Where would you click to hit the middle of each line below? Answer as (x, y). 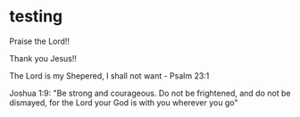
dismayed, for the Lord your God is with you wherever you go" (124, 102)
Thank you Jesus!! (43, 58)
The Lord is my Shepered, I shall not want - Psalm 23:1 (109, 75)
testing (36, 17)
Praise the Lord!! (39, 41)
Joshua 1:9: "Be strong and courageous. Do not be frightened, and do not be (150, 93)
